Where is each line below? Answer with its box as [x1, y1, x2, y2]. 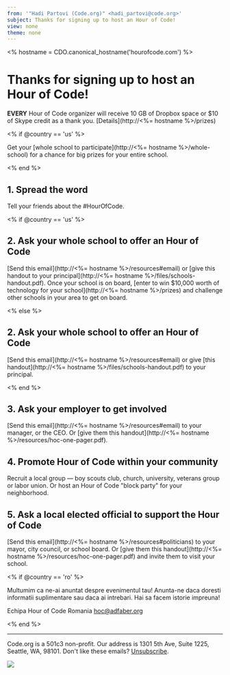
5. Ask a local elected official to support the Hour [7, 509, 220, 520]
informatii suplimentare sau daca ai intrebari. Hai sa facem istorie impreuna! [7, 593, 220, 602]
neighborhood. [7, 489, 49, 497]
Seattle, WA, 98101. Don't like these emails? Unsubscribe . [7, 647, 169, 656]
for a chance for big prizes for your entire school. [29, 150, 169, 159]
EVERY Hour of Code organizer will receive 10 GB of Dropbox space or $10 [7, 109, 218, 117]
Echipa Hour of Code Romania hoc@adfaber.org [7, 607, 144, 615]
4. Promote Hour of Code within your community [7, 456, 218, 468]
